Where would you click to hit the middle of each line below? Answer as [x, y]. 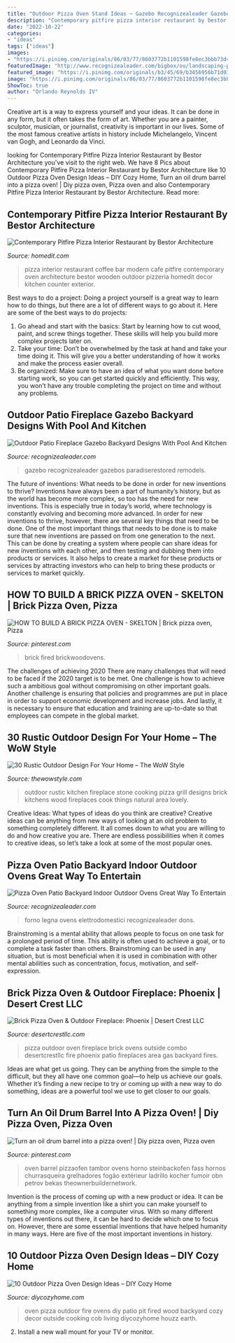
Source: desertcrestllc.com [46, 1034]
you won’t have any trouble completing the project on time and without [119, 385]
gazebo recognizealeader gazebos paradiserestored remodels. [115, 470]
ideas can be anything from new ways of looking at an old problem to [107, 821]
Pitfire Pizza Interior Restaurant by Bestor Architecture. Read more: [104, 193]
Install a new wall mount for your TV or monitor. [86, 1332]
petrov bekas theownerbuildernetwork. [81, 1183]
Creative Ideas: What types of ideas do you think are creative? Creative [110, 814]
